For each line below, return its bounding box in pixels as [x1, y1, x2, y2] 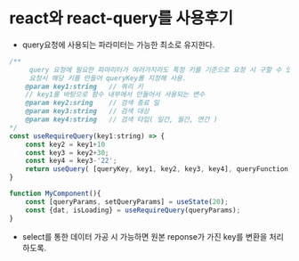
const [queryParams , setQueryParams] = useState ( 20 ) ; [25, 197, 229, 206]
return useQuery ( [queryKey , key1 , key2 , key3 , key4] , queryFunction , [25, 165, 293, 174]
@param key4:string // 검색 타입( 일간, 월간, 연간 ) [25, 115, 218, 125]
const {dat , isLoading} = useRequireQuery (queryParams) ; [25, 206, 241, 215]
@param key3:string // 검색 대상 [25, 107, 149, 116]
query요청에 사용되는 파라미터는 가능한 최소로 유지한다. [21, 39, 215, 50]
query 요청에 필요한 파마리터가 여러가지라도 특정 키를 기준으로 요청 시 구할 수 [28, 65, 282, 74]
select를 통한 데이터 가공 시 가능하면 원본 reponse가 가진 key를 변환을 [21, 231, 268, 241]
